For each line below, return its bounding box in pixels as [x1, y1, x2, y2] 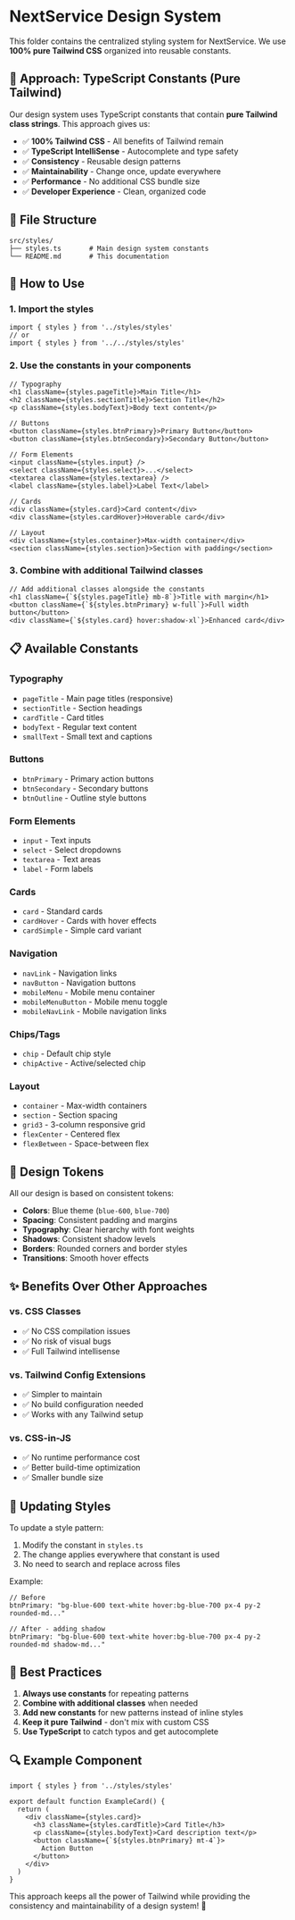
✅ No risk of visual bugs [21, 1336, 111, 1346]
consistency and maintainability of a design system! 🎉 [9, 1900, 207, 1911]
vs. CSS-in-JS [9, 1432, 71, 1445]
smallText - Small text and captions [21, 731, 153, 742]
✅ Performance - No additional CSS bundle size [21, 176, 201, 187]
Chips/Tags [9, 1027, 61, 1040]
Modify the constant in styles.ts [21, 1539, 144, 1551]
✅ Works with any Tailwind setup [21, 1409, 144, 1420]
